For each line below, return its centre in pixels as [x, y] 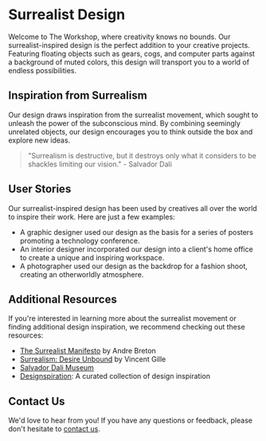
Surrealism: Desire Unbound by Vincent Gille [93, 359]
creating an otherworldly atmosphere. [82, 274]
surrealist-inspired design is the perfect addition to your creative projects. [129, 45]
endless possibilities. [43, 70]
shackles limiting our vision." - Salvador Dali [100, 164]
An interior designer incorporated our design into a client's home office [136, 249]
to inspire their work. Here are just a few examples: [92, 217]
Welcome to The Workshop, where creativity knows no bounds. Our [119, 37]
